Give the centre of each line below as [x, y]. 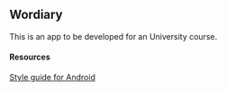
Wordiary [36, 15]
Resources [30, 57]
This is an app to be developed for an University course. [113, 36]
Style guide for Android [53, 77]
